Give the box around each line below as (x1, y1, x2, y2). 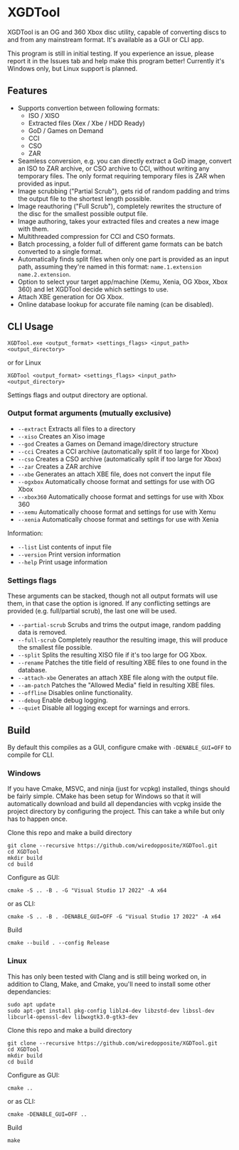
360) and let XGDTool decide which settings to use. (17, 285, 169, 294)
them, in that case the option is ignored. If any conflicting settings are (7, 599, 211, 608)
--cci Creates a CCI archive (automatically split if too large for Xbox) (17, 447, 219, 456)
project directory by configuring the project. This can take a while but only (7, 807, 225, 816)
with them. (17, 225, 49, 233)
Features (7, 85, 48, 97)
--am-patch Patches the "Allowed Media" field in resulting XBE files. (17, 681, 216, 689)
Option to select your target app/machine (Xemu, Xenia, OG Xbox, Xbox (17, 277, 228, 286)
